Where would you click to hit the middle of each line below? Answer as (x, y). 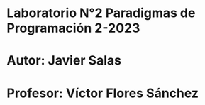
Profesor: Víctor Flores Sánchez (103, 93)
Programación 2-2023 (73, 28)
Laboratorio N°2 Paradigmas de (101, 13)
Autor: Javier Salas (64, 61)
